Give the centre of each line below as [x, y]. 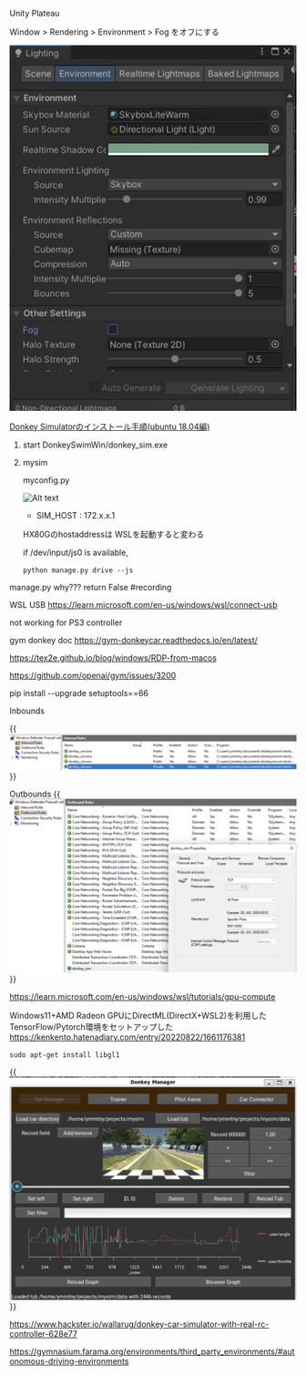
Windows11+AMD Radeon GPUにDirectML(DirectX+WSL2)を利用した [138, 1016]
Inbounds [27, 711]
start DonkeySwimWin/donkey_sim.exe [95, 445]
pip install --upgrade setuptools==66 [79, 693]
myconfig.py [46, 480]
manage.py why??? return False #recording [91, 587]
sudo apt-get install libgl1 [65, 1055]
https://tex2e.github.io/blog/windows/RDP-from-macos [113, 657]
